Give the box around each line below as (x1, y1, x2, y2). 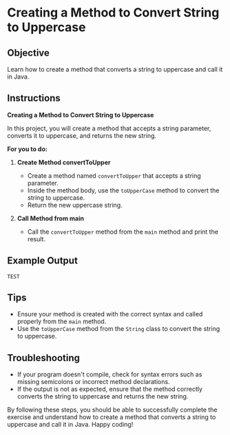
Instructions (7, 92, 61, 104)
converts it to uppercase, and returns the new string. (7, 131, 157, 139)
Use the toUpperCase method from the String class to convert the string (17, 325, 220, 333)
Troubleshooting (7, 352, 81, 363)
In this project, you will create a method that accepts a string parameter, (7, 124, 211, 132)
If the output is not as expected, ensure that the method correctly (17, 385, 203, 394)
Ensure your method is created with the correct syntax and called (17, 310, 203, 318)
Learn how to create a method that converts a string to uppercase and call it (7, 65, 223, 73)
